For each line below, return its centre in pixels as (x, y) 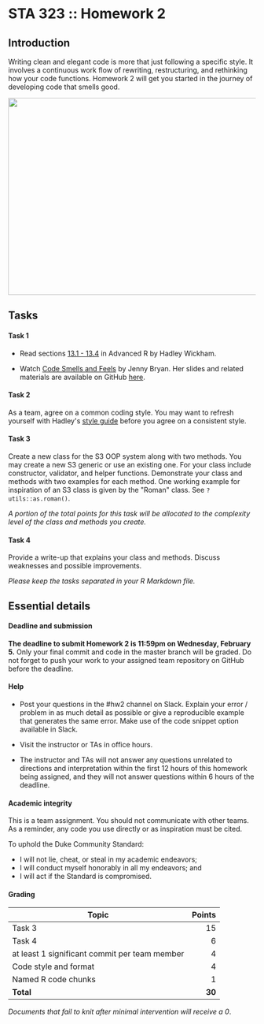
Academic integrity (40, 803)
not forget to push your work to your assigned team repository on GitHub (126, 660)
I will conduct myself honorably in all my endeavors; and (110, 868)
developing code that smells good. (64, 87)
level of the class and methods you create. (77, 522)
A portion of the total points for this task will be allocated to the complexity (129, 514)
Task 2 (19, 395)
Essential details (49, 606)
